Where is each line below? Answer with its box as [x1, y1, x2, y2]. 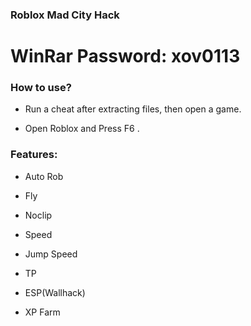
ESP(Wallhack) [24, 286, 86, 298]
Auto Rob [24, 170, 64, 182]
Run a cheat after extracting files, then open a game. [24, 103, 242, 115]
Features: [10, 148, 58, 162]
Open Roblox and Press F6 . [24, 123, 140, 135]
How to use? [10, 81, 72, 95]
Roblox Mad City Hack [10, 8, 120, 22]
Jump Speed [24, 248, 78, 260]
